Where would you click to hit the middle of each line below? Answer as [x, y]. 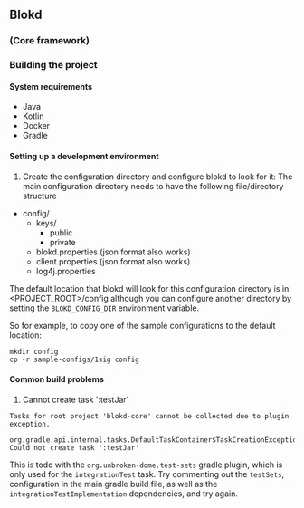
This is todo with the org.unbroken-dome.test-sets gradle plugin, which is [146, 465]
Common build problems [57, 379]
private [63, 242]
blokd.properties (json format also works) [114, 252]
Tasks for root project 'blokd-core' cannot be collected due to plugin [149, 416]
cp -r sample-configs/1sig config [75, 359]
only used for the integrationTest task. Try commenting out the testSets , [147, 474]
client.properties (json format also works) [113, 261]
